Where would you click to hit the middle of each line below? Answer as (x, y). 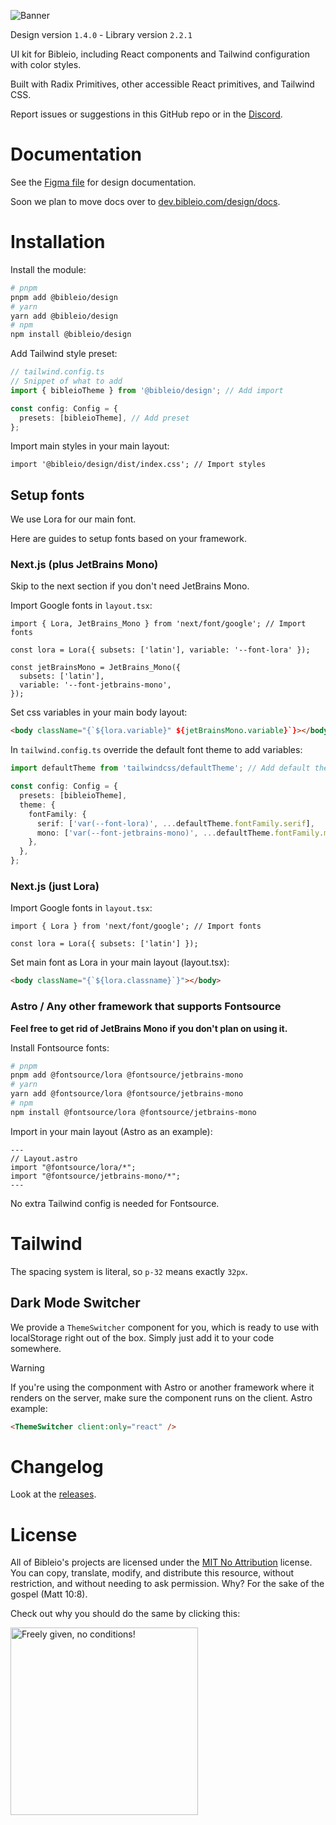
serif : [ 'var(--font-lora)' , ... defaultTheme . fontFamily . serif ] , (175, 823)
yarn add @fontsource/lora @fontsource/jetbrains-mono (127, 1094)
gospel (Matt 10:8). (49, 1594)
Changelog (57, 1466)
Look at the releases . (53, 1494)
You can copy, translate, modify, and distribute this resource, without (152, 1573)
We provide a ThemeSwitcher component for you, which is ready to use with (165, 1327)
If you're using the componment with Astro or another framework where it (162, 1387)
